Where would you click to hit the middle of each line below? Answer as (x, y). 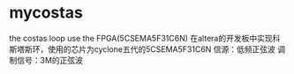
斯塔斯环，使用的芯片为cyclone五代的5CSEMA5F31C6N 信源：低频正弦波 (143, 49)
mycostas (46, 13)
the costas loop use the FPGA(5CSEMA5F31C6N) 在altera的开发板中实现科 (145, 38)
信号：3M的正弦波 (50, 60)
